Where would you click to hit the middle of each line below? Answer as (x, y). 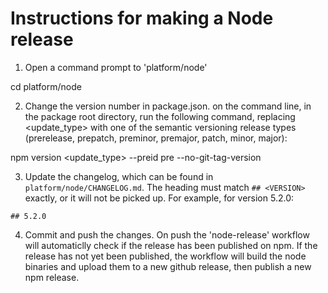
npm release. (52, 277)
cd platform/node (46, 86)
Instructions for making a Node (142, 18)
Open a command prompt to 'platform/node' (116, 67)
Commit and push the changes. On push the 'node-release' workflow (167, 234)
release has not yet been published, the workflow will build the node (165, 256)
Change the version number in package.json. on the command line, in (168, 106)
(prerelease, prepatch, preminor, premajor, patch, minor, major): (156, 138)
